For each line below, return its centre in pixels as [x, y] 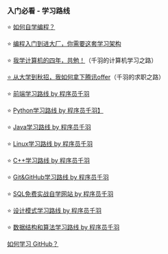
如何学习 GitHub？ [33, 244]
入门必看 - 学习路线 [39, 10]
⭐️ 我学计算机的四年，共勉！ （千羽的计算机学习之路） [82, 60]
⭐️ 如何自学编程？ [31, 27]
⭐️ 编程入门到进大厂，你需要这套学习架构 [64, 44]
